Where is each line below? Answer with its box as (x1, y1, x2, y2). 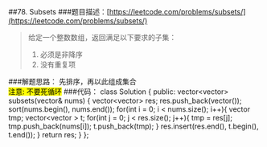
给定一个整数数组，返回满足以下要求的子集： (27, 33, 177, 42)
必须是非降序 (39, 50, 83, 59)
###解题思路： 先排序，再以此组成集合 (8, 77, 137, 86)
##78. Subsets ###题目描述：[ (8, 7, 110, 16)
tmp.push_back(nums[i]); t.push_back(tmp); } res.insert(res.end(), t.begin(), (8, 121, 259, 131)
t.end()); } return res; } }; (8, 130, 89, 139)
